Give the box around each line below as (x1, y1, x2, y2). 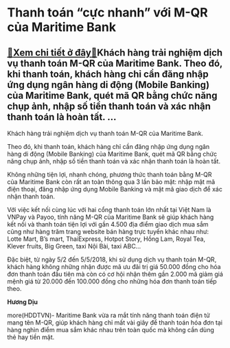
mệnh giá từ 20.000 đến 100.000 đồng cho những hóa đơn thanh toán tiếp (7, 277, 218, 286)
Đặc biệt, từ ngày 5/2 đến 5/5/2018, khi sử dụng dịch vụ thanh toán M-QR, (7, 255, 217, 264)
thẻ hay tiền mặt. (7, 333, 55, 341)
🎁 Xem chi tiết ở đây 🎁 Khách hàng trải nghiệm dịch (7, 47, 223, 58)
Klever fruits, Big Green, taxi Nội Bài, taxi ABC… (7, 242, 141, 250)
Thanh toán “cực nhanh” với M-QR (7, 5, 208, 21)
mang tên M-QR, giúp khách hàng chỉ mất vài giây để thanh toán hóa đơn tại (7, 318, 223, 327)
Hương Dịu (7, 298, 38, 306)
